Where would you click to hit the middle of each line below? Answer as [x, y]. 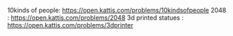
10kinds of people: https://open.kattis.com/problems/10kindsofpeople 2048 [117, 10]
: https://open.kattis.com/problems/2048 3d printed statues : [96, 18]
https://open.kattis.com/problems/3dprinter [70, 25]
